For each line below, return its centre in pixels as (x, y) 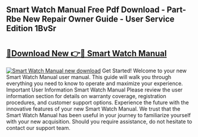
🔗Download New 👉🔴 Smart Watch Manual (86, 53)
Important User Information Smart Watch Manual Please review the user (95, 90)
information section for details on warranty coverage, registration (86, 96)
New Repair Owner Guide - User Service (99, 19)
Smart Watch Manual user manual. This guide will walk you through (89, 77)
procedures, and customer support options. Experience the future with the (98, 102)
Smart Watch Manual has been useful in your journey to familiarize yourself (98, 115)
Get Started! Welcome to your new (144, 71)
